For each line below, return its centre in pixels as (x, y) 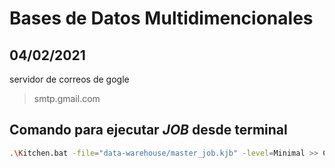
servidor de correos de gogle (69, 79)
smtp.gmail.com (67, 98)
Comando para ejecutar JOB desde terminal (148, 130)
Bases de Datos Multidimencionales (161, 18)
